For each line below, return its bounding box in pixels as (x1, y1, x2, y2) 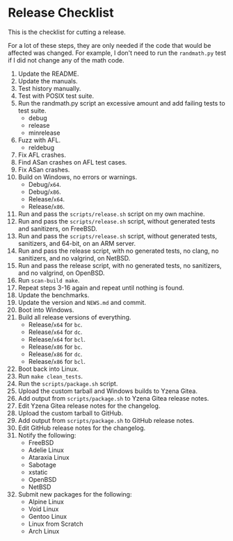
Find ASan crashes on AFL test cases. (17, 158, 127, 166)
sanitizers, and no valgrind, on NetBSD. (17, 253, 131, 262)
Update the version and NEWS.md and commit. (17, 298, 147, 306)
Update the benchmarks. (17, 290, 90, 299)
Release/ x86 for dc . (28, 349, 83, 358)
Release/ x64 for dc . (28, 328, 83, 336)
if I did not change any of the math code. (8, 56, 124, 64)
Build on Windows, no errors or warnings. (17, 172, 138, 181)
